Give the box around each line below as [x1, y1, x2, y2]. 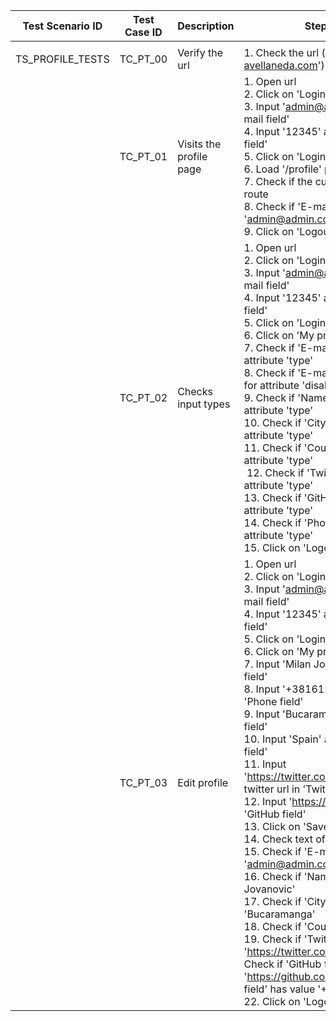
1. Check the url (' [243, 46, 329, 59]
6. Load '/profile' [243, 162, 322, 176]
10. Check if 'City [243, 416, 327, 429]
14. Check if [243, 516, 302, 529]
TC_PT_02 [119, 391, 168, 404]
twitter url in [243, 782, 301, 796]
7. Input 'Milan [243, 657, 312, 671]
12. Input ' [243, 795, 293, 808]
